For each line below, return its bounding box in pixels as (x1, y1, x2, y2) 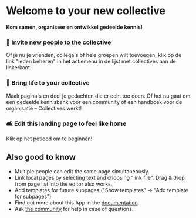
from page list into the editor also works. (14, 180, 113, 187)
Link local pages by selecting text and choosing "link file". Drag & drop (14, 174, 185, 181)
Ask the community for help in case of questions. (14, 205, 134, 212)
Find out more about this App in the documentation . (14, 199, 140, 206)
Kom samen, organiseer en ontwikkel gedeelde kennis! (6, 24, 143, 31)
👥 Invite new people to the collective (6, 38, 111, 46)
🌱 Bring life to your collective (6, 79, 90, 87)
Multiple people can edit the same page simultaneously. (14, 167, 150, 175)
